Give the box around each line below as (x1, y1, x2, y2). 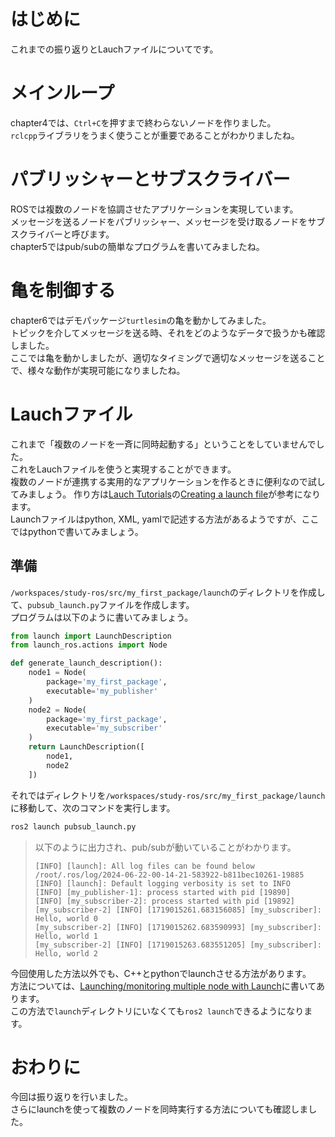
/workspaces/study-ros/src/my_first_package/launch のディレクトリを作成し (10, 586, 326, 598)
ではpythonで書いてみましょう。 (10, 525, 144, 537)
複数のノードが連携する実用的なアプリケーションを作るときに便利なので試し (10, 475, 326, 487)
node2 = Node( (28, 705, 87, 715)
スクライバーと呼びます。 (10, 228, 115, 240)
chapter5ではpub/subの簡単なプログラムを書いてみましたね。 (10, 240, 265, 252)
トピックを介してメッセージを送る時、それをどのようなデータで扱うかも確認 (10, 326, 326, 339)
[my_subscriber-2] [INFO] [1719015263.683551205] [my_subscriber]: (34, 940, 322, 950)
